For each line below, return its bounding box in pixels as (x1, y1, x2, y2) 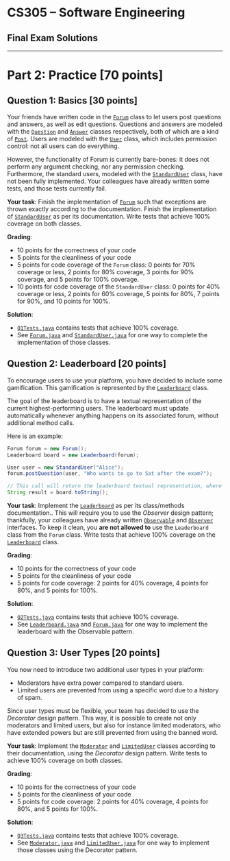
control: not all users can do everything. (7, 142, 120, 150)
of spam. (16, 693, 42, 701)
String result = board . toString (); (7, 489, 109, 496)
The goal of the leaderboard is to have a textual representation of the (7, 396, 202, 405)
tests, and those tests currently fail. (7, 184, 107, 193)
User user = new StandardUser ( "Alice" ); (7, 464, 125, 471)
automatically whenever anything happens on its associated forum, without (7, 411, 219, 420)
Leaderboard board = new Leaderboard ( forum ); (7, 451, 139, 459)
